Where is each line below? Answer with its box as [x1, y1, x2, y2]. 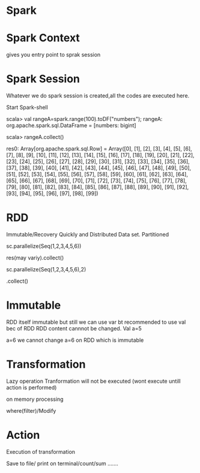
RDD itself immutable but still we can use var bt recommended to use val [6, 318, 186, 326]
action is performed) [6, 383, 57, 391]
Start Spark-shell [6, 104, 48, 111]
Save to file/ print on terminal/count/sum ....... [6, 460, 118, 467]
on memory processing [6, 395, 64, 403]
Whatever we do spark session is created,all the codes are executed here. [6, 92, 190, 99]
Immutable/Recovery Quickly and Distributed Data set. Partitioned [6, 231, 169, 238]
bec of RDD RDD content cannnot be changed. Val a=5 [6, 324, 142, 332]
